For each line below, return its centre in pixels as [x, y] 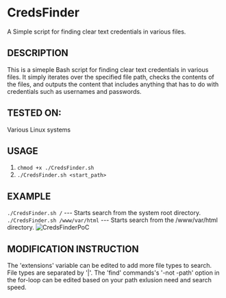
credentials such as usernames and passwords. [74, 91]
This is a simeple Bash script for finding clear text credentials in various [108, 69]
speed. [17, 287]
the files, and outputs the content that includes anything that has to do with [113, 84]
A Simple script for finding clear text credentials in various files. [97, 32]
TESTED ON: [34, 113]
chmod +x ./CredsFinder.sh [55, 168]
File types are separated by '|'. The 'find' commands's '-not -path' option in [114, 273]
